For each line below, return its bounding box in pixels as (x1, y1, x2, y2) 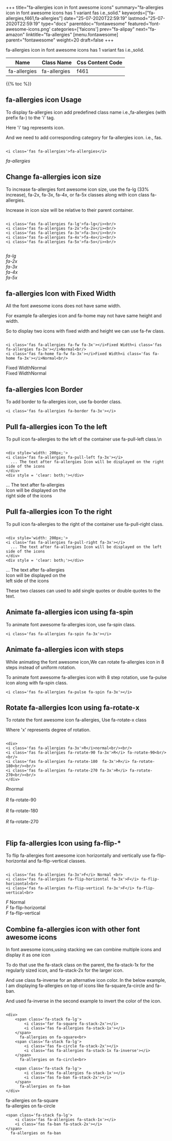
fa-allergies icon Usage (6, 96, 82, 104)
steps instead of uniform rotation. (6, 664, 76, 670)
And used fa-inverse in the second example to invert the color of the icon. (6, 998, 162, 1004)
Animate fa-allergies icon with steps (6, 645, 124, 654)
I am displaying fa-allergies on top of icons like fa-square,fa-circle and (6, 982, 154, 989)
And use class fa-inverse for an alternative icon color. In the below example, (6, 977, 166, 983)
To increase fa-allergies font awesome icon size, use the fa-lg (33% (6, 186, 149, 192)
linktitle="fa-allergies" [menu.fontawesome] (26, 32, 118, 37)
